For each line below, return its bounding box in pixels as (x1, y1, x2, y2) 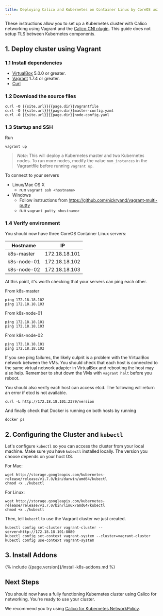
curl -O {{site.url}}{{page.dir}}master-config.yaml (5, 108, 114, 113)
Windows (12, 192, 31, 198)
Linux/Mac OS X (12, 182, 45, 188)
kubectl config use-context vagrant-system (5, 538, 95, 543)
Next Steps (5, 578, 39, 586)
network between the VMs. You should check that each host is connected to (5, 360, 158, 366)
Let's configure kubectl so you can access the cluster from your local (5, 443, 144, 449)
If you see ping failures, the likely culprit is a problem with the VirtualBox (5, 355, 149, 360)
